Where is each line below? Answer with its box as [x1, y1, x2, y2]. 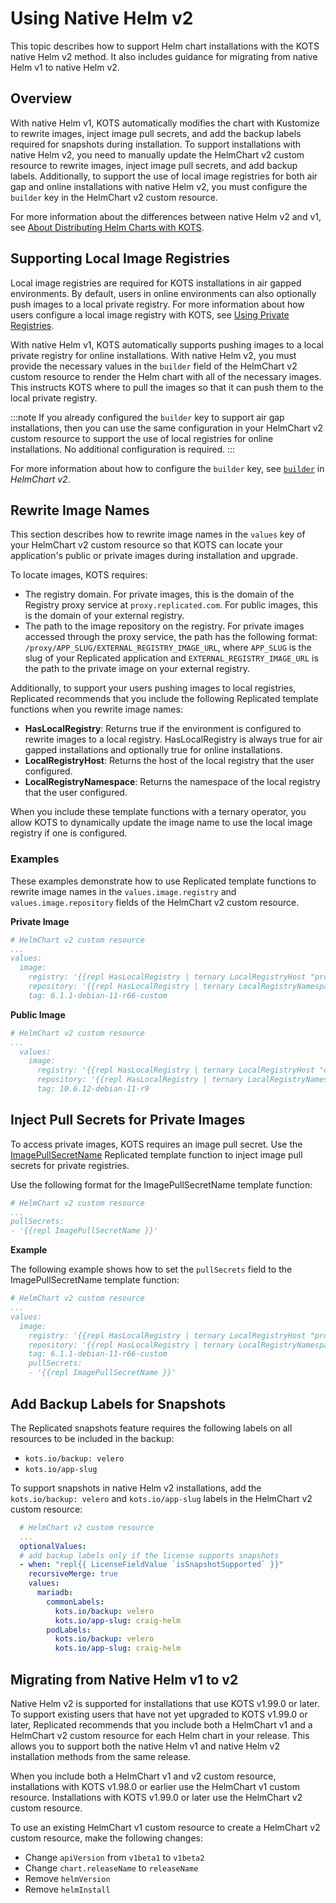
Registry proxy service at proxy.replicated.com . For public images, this [24, 599, 318, 611]
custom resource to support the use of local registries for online [10, 432, 274, 444]
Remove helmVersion [24, 1872, 111, 1884]
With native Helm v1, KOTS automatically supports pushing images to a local [10, 338, 324, 351]
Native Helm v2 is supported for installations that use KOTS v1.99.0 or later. [10, 1697, 320, 1709]
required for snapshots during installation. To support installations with [10, 138, 302, 150]
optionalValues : [19, 1541, 87, 1551]
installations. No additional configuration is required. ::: [10, 443, 236, 455]
